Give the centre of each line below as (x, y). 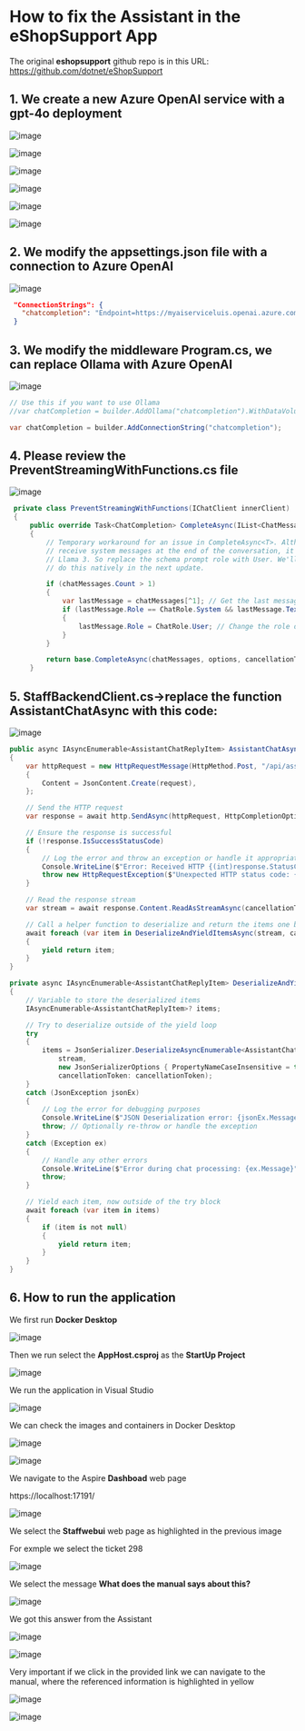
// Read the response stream (81, 900)
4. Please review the (68, 456)
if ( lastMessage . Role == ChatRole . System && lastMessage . (174, 610)
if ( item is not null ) (85, 1227)
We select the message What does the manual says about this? (130, 1584)
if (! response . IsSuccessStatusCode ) (95, 841)
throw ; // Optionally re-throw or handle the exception (150, 1127)
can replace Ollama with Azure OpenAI (121, 364)
